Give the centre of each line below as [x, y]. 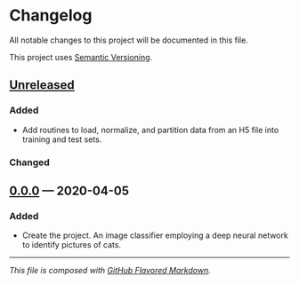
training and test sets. [62, 139]
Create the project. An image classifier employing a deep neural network [155, 235]
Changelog [51, 16]
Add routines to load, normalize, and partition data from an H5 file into [150, 130]
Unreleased [42, 85]
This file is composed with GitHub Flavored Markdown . [110, 271]
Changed [30, 162]
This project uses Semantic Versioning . [81, 57]
